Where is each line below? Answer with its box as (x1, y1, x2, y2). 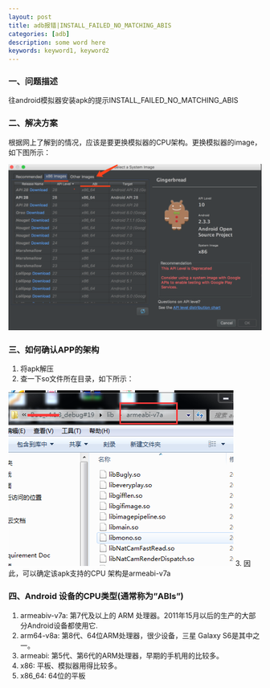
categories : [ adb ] (8, 30, 70, 38)
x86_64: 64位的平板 (19, 670, 86, 680)
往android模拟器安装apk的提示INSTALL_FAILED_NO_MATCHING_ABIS (8, 96, 239, 105)
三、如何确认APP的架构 (8, 344, 100, 355)
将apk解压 (19, 364, 54, 373)
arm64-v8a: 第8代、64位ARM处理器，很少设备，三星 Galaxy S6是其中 (19, 630, 253, 640)
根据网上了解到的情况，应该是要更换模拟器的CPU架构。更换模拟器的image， (8, 137, 262, 147)
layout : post (8, 13, 52, 21)
